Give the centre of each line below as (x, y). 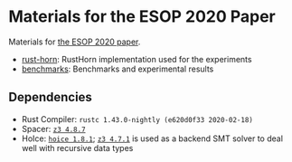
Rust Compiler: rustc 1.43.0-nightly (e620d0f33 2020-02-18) (137, 119)
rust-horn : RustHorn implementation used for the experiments (137, 59)
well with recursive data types (77, 148)
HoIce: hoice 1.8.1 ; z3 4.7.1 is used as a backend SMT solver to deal (152, 138)
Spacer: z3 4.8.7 (54, 129)
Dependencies (50, 97)
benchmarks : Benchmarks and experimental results (118, 69)
